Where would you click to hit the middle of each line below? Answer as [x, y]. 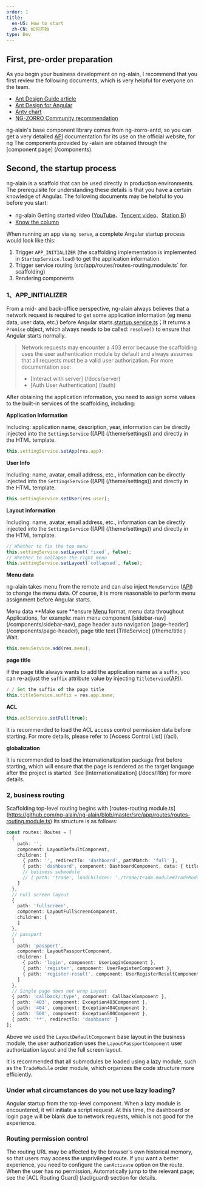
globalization [23, 748]
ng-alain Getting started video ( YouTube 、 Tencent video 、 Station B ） [102, 215]
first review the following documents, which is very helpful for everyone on [100, 80]
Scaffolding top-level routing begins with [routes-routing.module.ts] [91, 809]
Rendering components [44, 278]
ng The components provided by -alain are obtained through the [87, 143]
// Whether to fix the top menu [47, 546]
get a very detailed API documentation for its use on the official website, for [101, 136]
